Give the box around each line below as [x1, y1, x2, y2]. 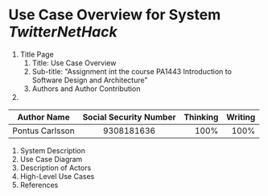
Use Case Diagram [19, 154, 83, 164]
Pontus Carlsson [12, 125, 75, 136]
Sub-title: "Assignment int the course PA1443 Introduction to [31, 66, 232, 76]
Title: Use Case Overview [31, 58, 117, 68]
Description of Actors [19, 163, 92, 173]
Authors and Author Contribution [31, 83, 141, 94]
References [19, 180, 59, 190]
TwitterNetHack [8, 23, 118, 41]
